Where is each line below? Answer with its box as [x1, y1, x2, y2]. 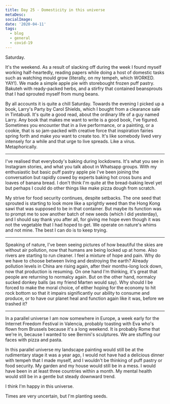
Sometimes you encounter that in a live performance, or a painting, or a [5, 122, 154, 128]
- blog [10, 31, 24, 36]
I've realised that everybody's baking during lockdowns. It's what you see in [5, 158, 164, 164]
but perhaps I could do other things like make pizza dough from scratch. [5, 185, 156, 191]
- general [10, 36, 30, 41]
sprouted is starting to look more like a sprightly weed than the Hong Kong [5, 200, 160, 206]
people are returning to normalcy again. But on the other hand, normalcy [5, 274, 156, 280]
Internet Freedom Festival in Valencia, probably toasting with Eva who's [5, 321, 154, 327]
